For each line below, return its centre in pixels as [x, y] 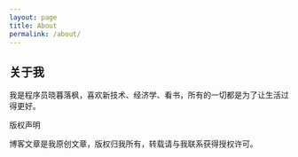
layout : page [33, 17]
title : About [33, 26]
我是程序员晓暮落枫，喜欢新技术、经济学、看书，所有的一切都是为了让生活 [145, 95]
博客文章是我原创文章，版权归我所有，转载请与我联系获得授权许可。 [133, 144]
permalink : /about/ [45, 34]
